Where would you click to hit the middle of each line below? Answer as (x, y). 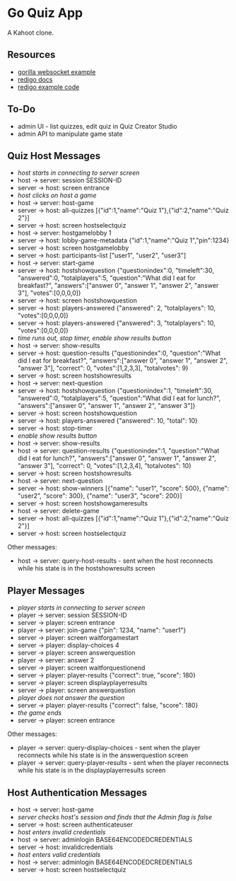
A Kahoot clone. (31, 33)
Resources (31, 55)
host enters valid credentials (59, 854)
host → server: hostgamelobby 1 (64, 233)
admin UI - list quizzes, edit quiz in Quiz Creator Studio (98, 126)
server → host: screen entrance (64, 188)
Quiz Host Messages (54, 156)
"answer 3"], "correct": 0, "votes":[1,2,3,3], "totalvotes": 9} (103, 368)
